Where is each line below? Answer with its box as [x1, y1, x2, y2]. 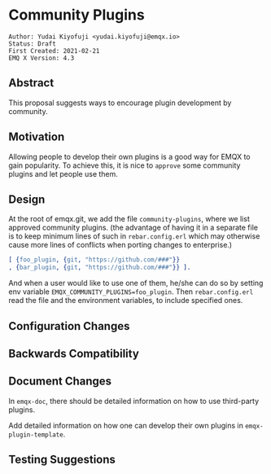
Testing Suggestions [8, 453, 116, 467]
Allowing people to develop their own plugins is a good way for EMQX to [8, 151, 251, 161]
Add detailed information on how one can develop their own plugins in [8, 420, 244, 430]
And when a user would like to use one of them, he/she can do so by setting [8, 279, 264, 288]
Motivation [8, 130, 65, 144]
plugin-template [8, 430, 63, 439]
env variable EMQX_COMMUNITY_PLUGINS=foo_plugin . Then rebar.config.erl [8, 287, 254, 296]
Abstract [8, 76, 55, 90]
